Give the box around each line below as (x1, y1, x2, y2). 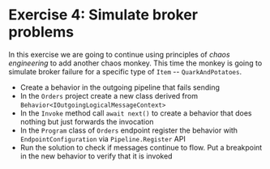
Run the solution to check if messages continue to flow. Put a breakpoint (19, 142, 263, 152)
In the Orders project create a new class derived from (19, 91, 199, 100)
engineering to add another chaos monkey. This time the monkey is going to (8, 58, 263, 68)
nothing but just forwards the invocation (19, 116, 154, 126)
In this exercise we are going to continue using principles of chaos (8, 49, 230, 59)
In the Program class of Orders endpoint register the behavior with (19, 125, 238, 135)
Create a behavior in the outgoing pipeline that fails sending (19, 82, 221, 92)
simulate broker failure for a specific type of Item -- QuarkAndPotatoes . (8, 66, 242, 76)
